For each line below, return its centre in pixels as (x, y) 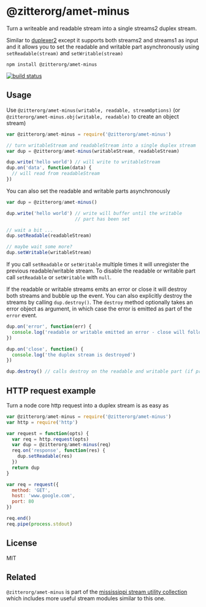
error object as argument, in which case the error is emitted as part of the (99, 309)
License (22, 543)
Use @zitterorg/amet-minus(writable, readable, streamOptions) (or (93, 110)
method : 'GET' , (31, 490)
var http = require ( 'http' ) (42, 422)
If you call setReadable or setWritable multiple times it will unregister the (98, 264)
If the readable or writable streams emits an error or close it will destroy (97, 289)
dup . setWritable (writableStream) (49, 253)
